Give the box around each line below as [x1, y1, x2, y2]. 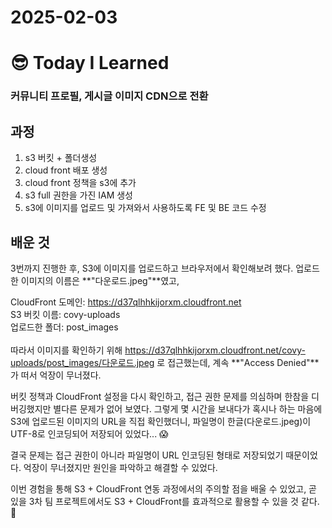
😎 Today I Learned [10, 52, 170, 75]
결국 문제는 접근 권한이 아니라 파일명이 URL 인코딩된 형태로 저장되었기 [10, 449, 284, 461]
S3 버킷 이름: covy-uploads [10, 308, 121, 320]
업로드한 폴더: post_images [10, 321, 119, 333]
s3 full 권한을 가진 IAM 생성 [24, 189, 133, 201]
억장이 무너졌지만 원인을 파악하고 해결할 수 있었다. [23, 461, 218, 473]
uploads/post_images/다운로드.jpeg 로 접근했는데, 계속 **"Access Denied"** [10, 356, 320, 368]
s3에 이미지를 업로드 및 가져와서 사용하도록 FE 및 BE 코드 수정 [24, 202, 267, 214]
